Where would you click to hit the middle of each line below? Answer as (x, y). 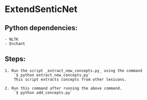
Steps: (15, 59)
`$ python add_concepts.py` (43, 92)
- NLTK (12, 39)
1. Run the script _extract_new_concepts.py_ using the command (73, 71)
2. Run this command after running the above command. (63, 88)
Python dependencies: (41, 28)
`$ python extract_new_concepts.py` (52, 75)
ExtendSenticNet (41, 9)
